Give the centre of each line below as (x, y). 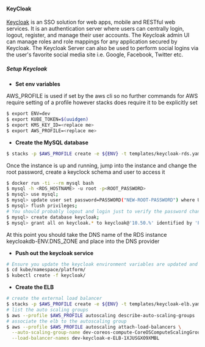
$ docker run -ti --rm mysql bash (50, 183)
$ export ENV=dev (28, 114)
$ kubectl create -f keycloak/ (46, 275)
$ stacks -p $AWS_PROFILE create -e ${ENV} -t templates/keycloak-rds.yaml (105, 154)
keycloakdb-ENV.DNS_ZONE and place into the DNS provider (83, 241)
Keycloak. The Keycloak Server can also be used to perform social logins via (103, 48)
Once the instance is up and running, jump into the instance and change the (102, 165)
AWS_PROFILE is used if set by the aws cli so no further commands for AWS (102, 96)
